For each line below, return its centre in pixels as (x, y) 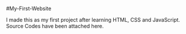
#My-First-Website (29, 8)
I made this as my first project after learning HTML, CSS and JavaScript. (93, 20)
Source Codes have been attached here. (55, 26)
